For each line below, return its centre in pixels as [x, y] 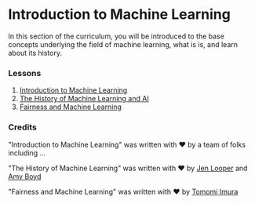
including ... [27, 153]
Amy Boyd [25, 176]
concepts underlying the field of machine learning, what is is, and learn [123, 44]
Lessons [25, 73]
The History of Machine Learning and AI [84, 99]
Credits [22, 127]
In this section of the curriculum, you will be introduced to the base [117, 36]
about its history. [35, 53]
